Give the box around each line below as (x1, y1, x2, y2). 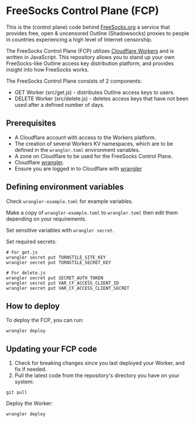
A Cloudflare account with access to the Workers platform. (14, 134, 156, 141)
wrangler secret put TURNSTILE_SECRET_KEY (6, 259, 111, 265)
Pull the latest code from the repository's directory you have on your (14, 372, 180, 379)
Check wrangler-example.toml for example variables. (6, 198, 134, 205)
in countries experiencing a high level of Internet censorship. (6, 36, 153, 43)
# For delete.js (6, 270, 46, 276)
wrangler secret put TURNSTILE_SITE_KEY (6, 254, 107, 260)
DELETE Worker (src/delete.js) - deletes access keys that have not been (14, 95, 189, 102)
